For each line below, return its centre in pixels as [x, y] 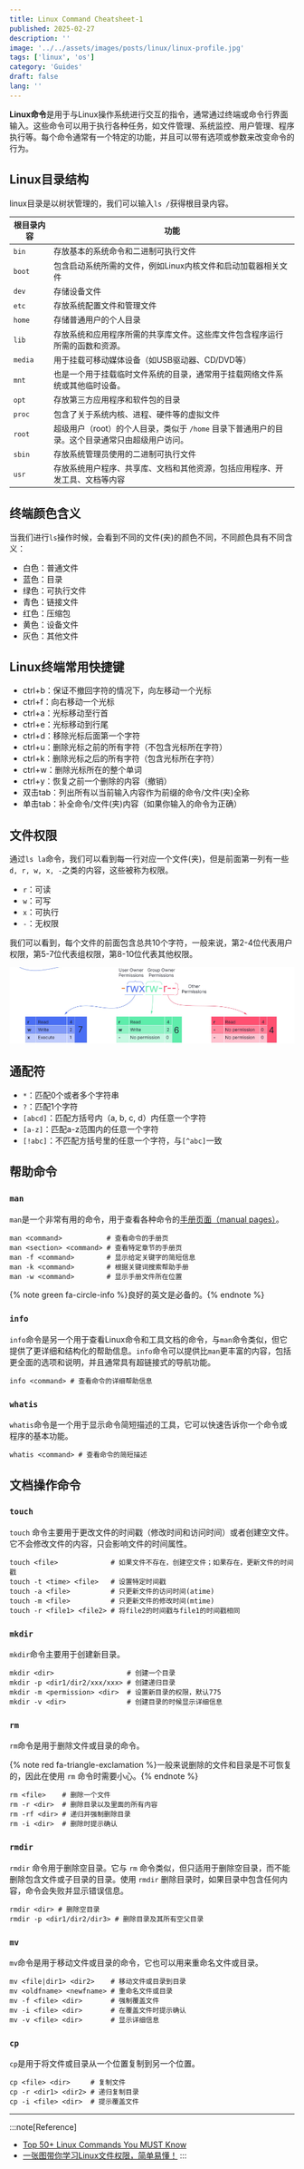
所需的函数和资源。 [89, 346]
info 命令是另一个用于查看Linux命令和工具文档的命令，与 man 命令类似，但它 [148, 1339]
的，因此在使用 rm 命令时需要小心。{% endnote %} [104, 1776]
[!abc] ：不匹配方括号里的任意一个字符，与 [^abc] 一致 [122, 1140]
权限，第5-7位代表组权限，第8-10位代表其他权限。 [103, 954]
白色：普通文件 [50, 568]
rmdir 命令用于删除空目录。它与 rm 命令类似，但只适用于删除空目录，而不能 [150, 1868]
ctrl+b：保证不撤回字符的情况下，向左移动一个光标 [117, 690]
